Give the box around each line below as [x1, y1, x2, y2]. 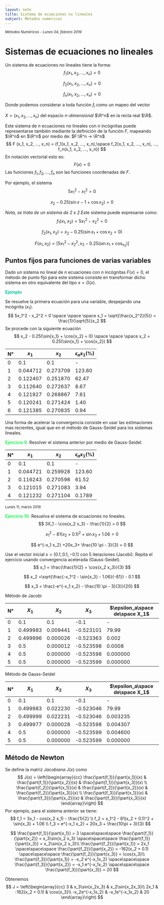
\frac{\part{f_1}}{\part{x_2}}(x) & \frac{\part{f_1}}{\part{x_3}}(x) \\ [17, 779, 147, 785]
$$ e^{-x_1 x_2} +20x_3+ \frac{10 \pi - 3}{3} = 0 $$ [31, 542, 133, 548]
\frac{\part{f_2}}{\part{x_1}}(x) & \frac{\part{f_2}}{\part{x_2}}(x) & [16, 785, 148, 790]
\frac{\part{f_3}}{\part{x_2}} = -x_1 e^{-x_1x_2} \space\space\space [14, 861, 150, 867]
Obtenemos [5, 876, 29, 882]
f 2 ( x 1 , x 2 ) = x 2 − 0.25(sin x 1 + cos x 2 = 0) [41, 229, 123, 236]
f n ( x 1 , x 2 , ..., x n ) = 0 [63, 91, 101, 98]
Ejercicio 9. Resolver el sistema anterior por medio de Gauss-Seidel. [5, 439, 143, 446]
